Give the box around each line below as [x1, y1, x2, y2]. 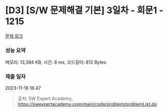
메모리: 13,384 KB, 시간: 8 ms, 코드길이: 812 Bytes [5, 59, 106, 66]
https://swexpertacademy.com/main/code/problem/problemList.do [17, 101, 157, 107]
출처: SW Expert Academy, [17, 95, 73, 101]
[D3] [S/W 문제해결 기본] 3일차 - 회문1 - [5, 5, 163, 16]
